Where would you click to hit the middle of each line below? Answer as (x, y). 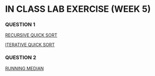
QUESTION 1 (20, 25)
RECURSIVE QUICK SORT (31, 35)
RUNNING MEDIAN (25, 68)
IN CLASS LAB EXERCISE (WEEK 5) (78, 9)
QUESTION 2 (21, 58)
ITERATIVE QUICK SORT (30, 45)
